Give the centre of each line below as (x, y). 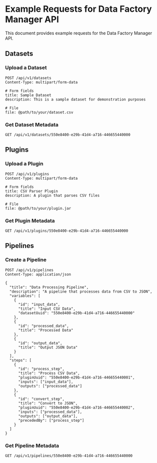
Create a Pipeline (26, 260)
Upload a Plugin (24, 164)
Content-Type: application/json (38, 274)
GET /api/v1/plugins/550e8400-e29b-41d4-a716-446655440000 (67, 231)
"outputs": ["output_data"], (48, 416)
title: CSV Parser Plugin (31, 191)
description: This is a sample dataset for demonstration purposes (76, 99)
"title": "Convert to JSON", (48, 403)
